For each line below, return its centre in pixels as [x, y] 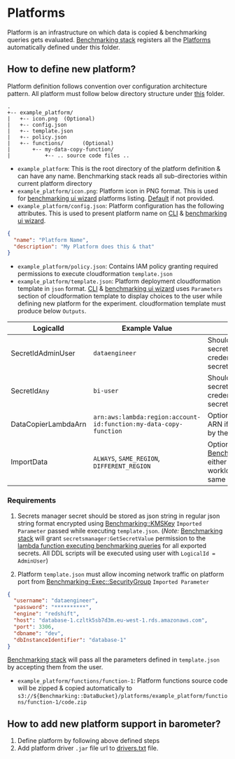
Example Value [147, 329]
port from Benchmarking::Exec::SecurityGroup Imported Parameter [113, 581]
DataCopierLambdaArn [49, 424]
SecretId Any [30, 391]
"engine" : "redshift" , [47, 614]
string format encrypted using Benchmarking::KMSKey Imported [109, 523]
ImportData [29, 462]
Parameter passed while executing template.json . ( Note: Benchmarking [120, 531]
